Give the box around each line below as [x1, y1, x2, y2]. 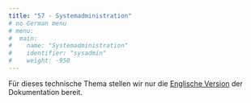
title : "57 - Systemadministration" [8, 11, 132, 20]
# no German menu [8, 19, 67, 27]
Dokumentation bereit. [8, 87, 83, 97]
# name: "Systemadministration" [8, 42, 129, 50]
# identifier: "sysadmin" [8, 49, 107, 57]
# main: [8, 34, 38, 43]
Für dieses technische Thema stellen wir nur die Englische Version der [8, 78, 243, 89]
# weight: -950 [8, 57, 70, 65]
